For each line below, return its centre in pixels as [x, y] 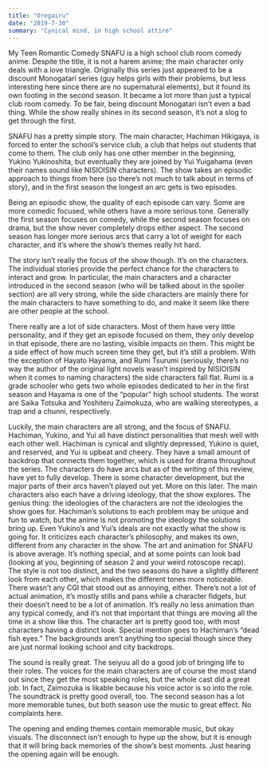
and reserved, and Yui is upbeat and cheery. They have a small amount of [129, 452]
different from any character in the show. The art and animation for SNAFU [131, 545]
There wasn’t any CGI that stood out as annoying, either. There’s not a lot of [132, 588]
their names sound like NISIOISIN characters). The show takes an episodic [130, 170]
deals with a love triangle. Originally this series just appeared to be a [120, 70]
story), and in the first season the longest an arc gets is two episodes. [123, 187]
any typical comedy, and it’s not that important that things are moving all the [133, 613]
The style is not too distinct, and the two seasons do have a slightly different [133, 571]
